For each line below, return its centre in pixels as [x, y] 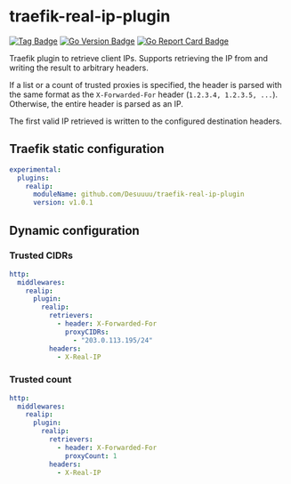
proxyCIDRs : [87, 332]
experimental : [36, 169]
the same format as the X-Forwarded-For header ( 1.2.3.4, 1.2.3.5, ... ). [144, 94]
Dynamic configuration [74, 230]
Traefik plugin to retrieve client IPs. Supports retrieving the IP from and [139, 58]
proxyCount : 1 [91, 456]
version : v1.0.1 [63, 203]
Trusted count [40, 380]
